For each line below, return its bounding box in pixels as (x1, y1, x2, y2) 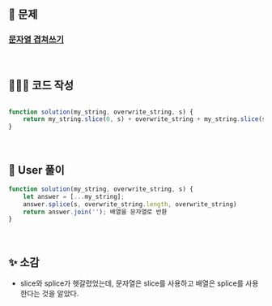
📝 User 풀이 (8, 163, 65, 177)
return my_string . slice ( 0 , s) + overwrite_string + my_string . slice (23, 115, 259, 123)
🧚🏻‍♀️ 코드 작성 (8, 79, 74, 93)
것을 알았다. (41, 289, 79, 299)
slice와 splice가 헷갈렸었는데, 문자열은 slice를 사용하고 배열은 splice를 (19, 278, 244, 288)
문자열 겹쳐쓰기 (8, 34, 65, 45)
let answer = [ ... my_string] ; (23, 192, 125, 200)
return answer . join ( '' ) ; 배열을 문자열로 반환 (23, 208, 168, 216)
